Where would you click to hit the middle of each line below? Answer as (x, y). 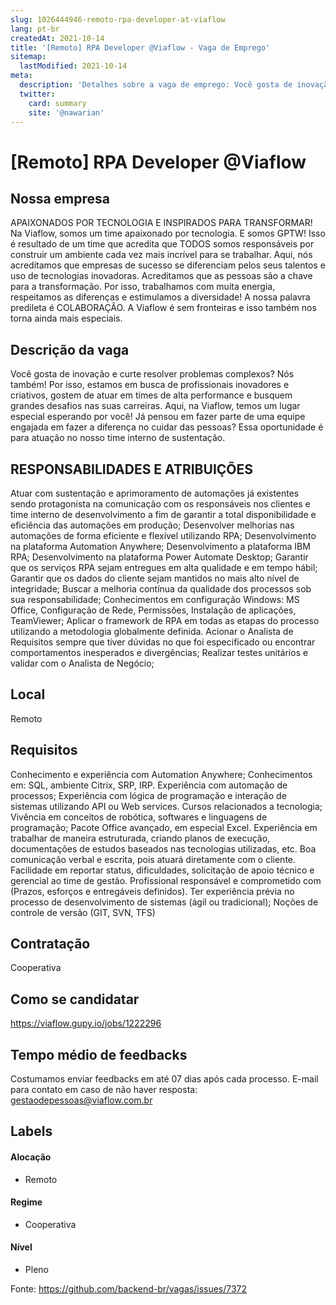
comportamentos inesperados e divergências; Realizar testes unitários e (159, 652)
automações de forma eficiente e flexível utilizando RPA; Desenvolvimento (163, 535)
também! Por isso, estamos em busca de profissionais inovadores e (150, 385)
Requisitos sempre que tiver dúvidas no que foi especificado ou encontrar (163, 642)
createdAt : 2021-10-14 (57, 38)
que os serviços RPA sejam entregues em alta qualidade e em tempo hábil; (164, 567)
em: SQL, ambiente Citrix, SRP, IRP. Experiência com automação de (149, 785)
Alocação (31, 1157)
